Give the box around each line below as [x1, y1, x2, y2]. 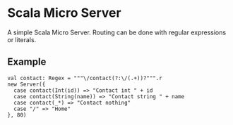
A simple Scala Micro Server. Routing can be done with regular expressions [7, 28, 227, 37]
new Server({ [7, 81, 46, 88]
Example [7, 56, 47, 68]
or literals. [7, 35, 37, 44]
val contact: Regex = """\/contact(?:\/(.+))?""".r [7, 74, 162, 81]
